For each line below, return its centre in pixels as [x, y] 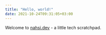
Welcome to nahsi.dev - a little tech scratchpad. [53, 27]
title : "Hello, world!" [29, 9]
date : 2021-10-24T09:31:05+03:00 [39, 14]
